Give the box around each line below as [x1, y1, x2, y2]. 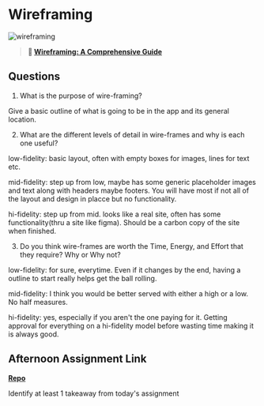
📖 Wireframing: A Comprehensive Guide [27, 47, 163, 56]
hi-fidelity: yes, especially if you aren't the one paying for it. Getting [8, 312, 228, 321]
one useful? [19, 138, 58, 148]
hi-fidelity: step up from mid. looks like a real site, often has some [8, 209, 221, 219]
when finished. [8, 226, 57, 235]
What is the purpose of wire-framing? [19, 91, 142, 100]
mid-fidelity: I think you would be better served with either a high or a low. [8, 288, 249, 298]
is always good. [8, 329, 59, 339]
